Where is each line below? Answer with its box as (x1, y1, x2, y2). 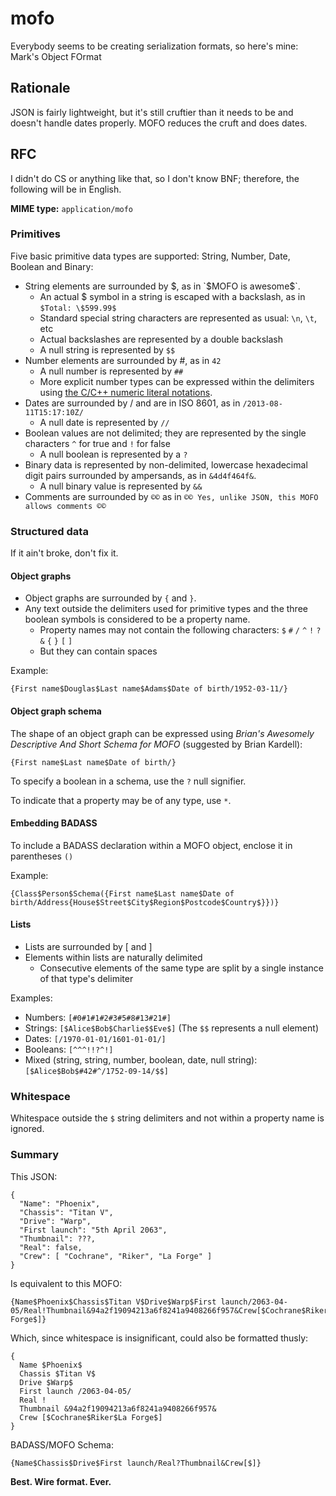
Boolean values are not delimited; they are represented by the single (24, 427, 307, 439)
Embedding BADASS (10, 817, 98, 829)
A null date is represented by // (39, 416, 170, 428)
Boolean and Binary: (10, 260, 94, 272)
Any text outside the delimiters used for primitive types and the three (24, 603, 308, 615)
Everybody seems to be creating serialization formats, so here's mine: (10, 40, 299, 52)
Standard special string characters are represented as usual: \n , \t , (39, 312, 318, 324)
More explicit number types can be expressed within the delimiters (39, 375, 315, 387)
